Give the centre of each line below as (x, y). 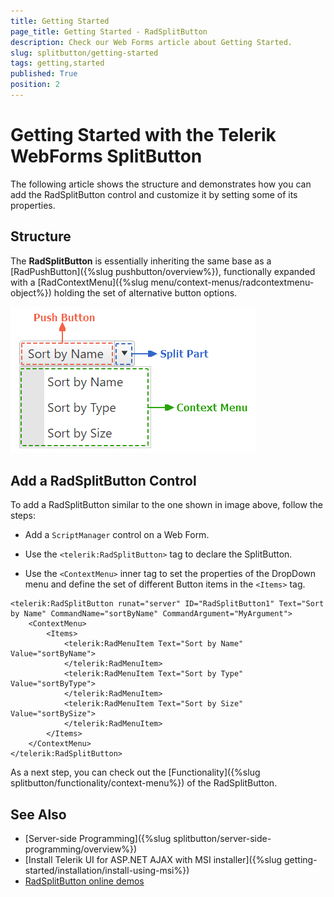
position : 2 (35, 85)
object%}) (31, 292)
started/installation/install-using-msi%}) (107, 871)
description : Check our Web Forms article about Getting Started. (151, 42)
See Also (38, 814)
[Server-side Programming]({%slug (98, 839)
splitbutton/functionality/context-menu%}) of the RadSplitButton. (144, 783)
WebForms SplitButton (106, 156)
